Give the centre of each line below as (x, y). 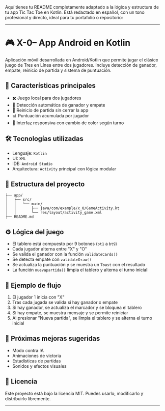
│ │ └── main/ (24, 204)
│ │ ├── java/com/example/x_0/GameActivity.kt (62, 208)
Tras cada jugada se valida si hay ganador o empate (65, 302)
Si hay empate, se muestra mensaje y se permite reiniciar (70, 313)
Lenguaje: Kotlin (29, 153)
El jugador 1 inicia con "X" (38, 297)
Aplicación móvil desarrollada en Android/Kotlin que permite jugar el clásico (82, 60)
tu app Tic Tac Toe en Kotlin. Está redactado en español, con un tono (75, 12)
